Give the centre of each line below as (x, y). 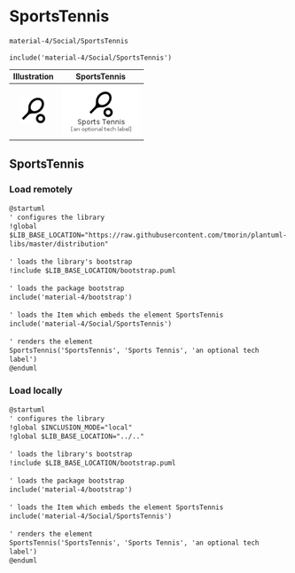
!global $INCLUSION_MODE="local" (71, 428)
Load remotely (41, 189)
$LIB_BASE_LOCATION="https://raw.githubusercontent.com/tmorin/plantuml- (148, 235)
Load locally (36, 390)
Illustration (34, 76)
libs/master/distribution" (59, 244)
